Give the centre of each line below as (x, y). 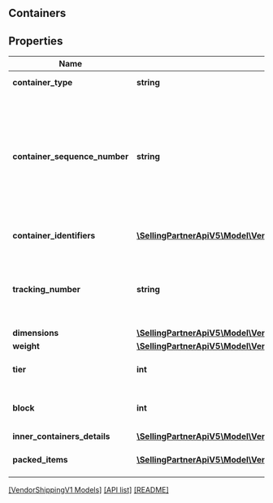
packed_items (40, 460)
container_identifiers (54, 236)
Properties (36, 41)
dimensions (36, 333)
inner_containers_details (61, 436)
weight (26, 346)
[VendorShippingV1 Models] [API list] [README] (89, 490)
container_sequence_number (71, 157)
